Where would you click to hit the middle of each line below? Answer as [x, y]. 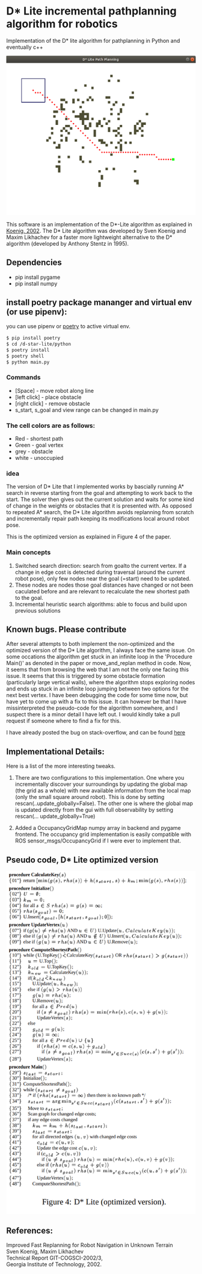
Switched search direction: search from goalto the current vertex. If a [101, 565]
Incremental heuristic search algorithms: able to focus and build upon [101, 604]
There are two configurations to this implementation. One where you [99, 778]
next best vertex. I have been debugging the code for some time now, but [97, 695]
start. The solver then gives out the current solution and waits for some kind [100, 500]
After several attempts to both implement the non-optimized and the [90, 644]
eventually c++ [25, 47]
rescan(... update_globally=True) [55, 817]
